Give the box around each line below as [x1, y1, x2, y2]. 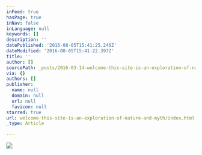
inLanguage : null [6, 25, 50, 32]
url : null [11, 98, 36, 104]
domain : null [11, 93, 44, 99]
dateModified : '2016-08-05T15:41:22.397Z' [6, 48, 114, 54]
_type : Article [6, 121, 44, 127]
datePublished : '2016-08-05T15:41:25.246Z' [6, 43, 117, 49]
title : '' [6, 53, 31, 59]
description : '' [6, 37, 47, 43]
